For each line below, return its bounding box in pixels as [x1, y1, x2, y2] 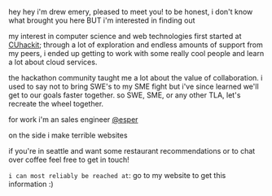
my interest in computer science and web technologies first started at [8, 32, 242, 41]
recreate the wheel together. [8, 99, 104, 108]
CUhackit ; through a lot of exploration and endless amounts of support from [8, 40, 263, 50]
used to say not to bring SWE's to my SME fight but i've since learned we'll [8, 81, 259, 91]
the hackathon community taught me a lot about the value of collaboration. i [8, 73, 263, 82]
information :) [8, 179, 55, 189]
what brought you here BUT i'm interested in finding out [8, 15, 195, 25]
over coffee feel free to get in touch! [8, 155, 130, 164]
